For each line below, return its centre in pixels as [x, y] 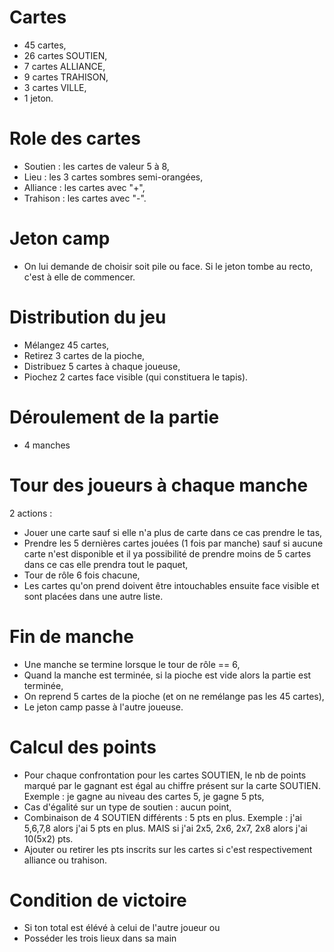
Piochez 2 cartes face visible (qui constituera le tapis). [136, 377]
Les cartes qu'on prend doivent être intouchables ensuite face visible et [171, 585]
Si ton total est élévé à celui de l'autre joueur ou [122, 928]
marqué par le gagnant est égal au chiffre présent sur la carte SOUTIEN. [172, 785]
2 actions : [31, 513]
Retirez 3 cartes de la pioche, [84, 355]
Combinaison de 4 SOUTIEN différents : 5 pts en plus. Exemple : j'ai [162, 817]
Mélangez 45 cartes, [66, 345]
